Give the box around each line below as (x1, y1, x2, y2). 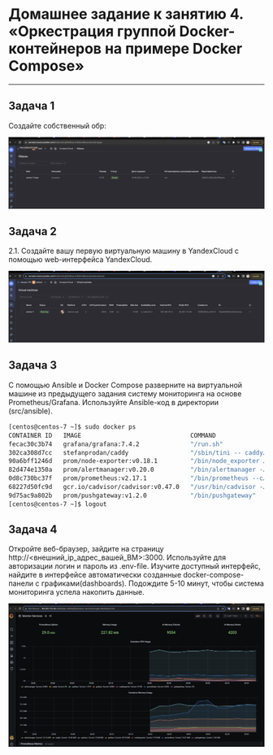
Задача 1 (8, 99, 55, 113)
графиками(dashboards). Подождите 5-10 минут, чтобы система (41, 578, 264, 588)
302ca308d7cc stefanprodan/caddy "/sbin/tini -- (8, 448, 242, 456)
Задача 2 (8, 225, 57, 238)
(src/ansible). (8, 406, 53, 416)
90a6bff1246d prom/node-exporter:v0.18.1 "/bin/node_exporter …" (8, 457, 271, 465)
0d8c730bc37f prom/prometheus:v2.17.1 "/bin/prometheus (8, 474, 249, 482)
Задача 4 (8, 522, 58, 537)
